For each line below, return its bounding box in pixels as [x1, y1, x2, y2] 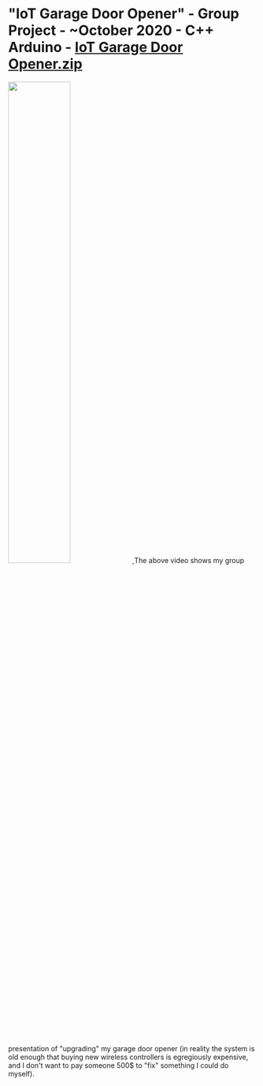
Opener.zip [8, 55, 83, 73]
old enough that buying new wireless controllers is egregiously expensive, [8, 1052, 249, 1062]
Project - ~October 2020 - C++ [8, 21, 215, 39]
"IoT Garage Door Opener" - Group [8, 5, 239, 23]
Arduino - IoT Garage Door [8, 39, 183, 56]
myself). [8, 1069, 35, 1078]
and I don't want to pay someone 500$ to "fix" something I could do [8, 1060, 229, 1070]
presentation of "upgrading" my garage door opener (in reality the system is [8, 1043, 255, 1053]
